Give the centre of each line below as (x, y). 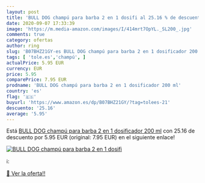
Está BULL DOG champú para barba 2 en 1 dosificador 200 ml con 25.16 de (101, 131)
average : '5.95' (27, 114)
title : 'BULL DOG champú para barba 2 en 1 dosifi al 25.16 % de (91, 18)
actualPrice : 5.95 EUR (35, 63)
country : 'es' (24, 91)
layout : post (23, 12)
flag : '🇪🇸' (21, 97)
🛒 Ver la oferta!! (26, 173)
